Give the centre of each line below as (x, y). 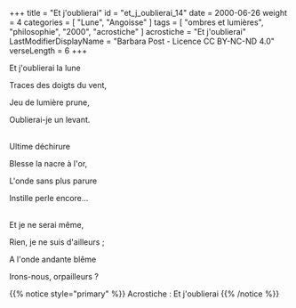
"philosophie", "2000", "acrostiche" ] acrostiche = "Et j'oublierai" (128, 32)
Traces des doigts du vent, (58, 85)
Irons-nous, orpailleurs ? (54, 276)
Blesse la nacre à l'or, (48, 163)
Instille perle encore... (49, 198)
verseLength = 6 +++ (48, 51)
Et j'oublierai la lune (45, 68)
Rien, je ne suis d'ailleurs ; (57, 242)
